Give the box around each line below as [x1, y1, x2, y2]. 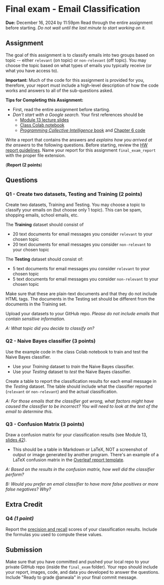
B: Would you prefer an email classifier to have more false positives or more [5, 481, 159, 487]
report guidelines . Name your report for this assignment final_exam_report [5, 147, 156, 153]
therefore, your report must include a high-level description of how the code [5, 82, 159, 88]
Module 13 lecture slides [20, 117, 69, 123]
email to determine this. [5, 408, 53, 414]
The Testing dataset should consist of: [5, 256, 83, 262]
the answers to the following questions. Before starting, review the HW [5, 142, 148, 148]
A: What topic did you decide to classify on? [5, 326, 95, 331]
